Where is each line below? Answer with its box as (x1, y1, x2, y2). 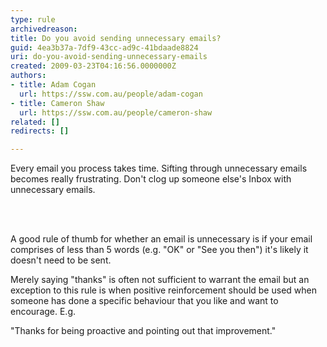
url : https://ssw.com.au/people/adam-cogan (19, 89, 203, 99)
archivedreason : (10, 24, 78, 34)
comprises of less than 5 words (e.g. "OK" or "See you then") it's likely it (10, 244, 309, 256)
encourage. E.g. (10, 306, 77, 318)
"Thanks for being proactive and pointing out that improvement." (10, 325, 277, 337)
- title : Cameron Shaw (10, 98, 105, 108)
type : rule (10, 14, 56, 25)
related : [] (10, 117, 60, 127)
